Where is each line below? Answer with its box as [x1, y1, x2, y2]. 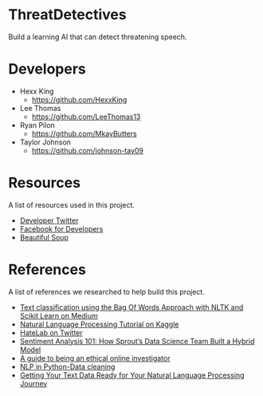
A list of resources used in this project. [8, 200, 135, 209]
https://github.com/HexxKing [31, 94, 128, 105]
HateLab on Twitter [19, 327, 84, 337]
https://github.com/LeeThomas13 [31, 112, 141, 121]
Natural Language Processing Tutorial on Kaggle [19, 319, 179, 329]
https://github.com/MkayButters [31, 129, 137, 138]
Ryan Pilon [19, 120, 56, 129]
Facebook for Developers [19, 224, 104, 233]
